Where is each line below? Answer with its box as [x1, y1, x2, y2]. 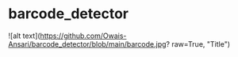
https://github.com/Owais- [40, 31, 127, 40]
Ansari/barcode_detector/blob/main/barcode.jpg [8, 39, 167, 48]
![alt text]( [8, 31, 41, 40]
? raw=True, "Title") [166, 39, 231, 48]
